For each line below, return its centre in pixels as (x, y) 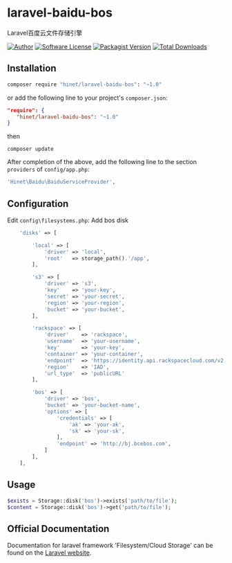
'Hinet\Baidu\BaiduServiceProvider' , (61, 182)
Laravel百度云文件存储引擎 (45, 33)
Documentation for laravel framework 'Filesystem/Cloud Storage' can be (110, 546)
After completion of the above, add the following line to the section (102, 162)
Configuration (38, 203)
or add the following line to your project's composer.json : (87, 98)
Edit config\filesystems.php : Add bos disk (68, 220)
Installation (32, 68)
